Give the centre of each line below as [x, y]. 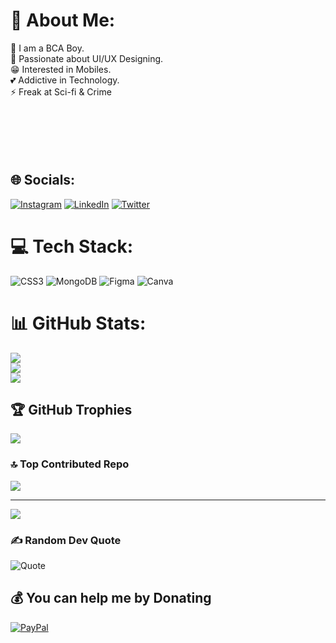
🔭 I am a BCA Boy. [47, 48]
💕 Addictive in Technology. [65, 80]
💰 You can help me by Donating [111, 598]
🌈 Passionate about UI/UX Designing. [87, 58]
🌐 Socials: [43, 180]
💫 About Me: [63, 20]
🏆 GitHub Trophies [71, 410]
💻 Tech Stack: [72, 246]
